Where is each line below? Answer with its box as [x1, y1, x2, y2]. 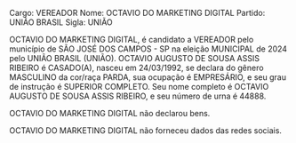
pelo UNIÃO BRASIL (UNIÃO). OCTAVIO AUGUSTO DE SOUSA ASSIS [9, 53, 260, 63]
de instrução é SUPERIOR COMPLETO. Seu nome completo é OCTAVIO [9, 82, 269, 91]
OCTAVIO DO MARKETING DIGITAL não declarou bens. [9, 108, 211, 118]
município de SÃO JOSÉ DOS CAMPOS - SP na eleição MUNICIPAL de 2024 [9, 44, 287, 54]
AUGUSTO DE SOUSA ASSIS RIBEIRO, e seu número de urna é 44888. [9, 91, 267, 101]
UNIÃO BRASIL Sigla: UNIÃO [9, 17, 113, 28]
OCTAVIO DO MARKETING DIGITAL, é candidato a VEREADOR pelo [9, 35, 254, 44]
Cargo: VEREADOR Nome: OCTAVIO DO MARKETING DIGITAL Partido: [9, 8, 266, 18]
